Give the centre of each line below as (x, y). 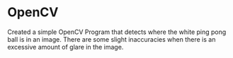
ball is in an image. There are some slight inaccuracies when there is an (112, 39)
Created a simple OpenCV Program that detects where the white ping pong (117, 32)
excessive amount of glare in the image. (66, 47)
